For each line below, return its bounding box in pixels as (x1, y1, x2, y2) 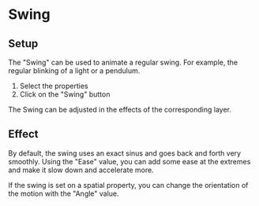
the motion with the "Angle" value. (8, 189, 120, 198)
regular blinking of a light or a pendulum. (8, 66, 141, 75)
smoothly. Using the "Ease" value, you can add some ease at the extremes (8, 156, 251, 166)
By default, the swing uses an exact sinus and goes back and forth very (8, 148, 242, 158)
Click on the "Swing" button (19, 90, 111, 99)
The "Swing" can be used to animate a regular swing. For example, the (8, 57, 238, 67)
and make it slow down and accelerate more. (8, 165, 154, 175)
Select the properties (19, 81, 88, 90)
